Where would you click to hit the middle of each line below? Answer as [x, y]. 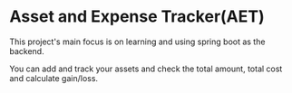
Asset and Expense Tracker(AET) [137, 17]
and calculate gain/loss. [54, 78]
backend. [27, 51]
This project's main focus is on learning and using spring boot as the [137, 42]
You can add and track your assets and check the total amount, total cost [146, 69]
